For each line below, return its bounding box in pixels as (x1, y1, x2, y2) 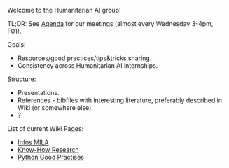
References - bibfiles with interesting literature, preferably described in (17, 96, 223, 104)
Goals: (7, 41, 26, 48)
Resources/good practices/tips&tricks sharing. (17, 54, 152, 62)
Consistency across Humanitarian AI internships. (17, 62, 158, 69)
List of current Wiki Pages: (7, 125, 84, 132)
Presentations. (17, 89, 60, 97)
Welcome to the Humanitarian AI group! (7, 6, 121, 14)
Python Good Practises (17, 153, 85, 161)
